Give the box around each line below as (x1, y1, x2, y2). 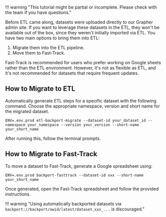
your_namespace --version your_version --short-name (27, 122, 140, 127)
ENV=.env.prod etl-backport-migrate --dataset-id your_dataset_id (5, 118, 146, 123)
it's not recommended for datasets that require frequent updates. (5, 70, 139, 76)
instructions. (5, 191, 31, 197)
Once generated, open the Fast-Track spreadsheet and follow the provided (5, 186, 159, 192)
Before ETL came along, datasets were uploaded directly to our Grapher (5, 19, 153, 25)
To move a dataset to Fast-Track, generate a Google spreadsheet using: (5, 163, 153, 169)
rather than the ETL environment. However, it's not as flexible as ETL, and (5, 65, 156, 71)
